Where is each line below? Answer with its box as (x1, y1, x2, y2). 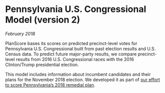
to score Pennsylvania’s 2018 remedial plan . (5, 81, 95, 88)
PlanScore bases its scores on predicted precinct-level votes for (5, 40, 137, 46)
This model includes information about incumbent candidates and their (5, 71, 151, 77)
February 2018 (5, 30, 35, 36)
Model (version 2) (5, 14, 80, 25)
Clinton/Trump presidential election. (5, 61, 79, 67)
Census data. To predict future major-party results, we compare (5, 51, 137, 57)
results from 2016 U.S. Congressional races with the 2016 (15, 56, 134, 62)
